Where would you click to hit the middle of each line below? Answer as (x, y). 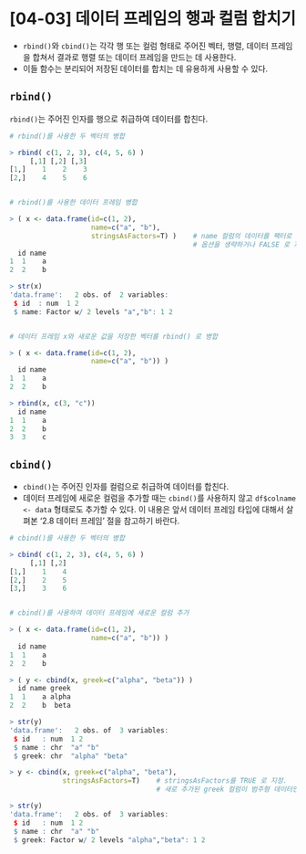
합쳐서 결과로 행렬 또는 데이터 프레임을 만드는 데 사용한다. (134, 57)
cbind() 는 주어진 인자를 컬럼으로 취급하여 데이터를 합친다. (126, 487)
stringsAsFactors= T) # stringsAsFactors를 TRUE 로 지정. (175, 781)
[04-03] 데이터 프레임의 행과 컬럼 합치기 (153, 19)
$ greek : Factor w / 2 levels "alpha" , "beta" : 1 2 (109, 840)
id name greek (44, 689)
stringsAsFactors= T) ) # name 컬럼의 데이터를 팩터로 (191, 236)
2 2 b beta (40, 706)
